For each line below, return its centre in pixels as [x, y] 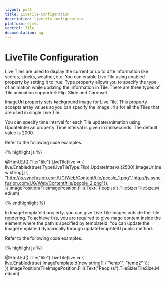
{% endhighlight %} [25, 203]
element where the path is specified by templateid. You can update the [77, 223]
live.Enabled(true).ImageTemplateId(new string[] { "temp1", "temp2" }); [77, 263]
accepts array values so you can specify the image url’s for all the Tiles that [82, 107]
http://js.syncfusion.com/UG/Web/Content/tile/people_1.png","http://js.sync [84, 178]
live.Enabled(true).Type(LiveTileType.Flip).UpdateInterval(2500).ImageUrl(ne [83, 167]
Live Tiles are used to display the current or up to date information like [77, 71]
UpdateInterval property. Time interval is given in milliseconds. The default [81, 127]
